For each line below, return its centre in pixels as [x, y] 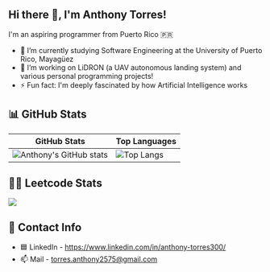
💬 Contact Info [45, 227]
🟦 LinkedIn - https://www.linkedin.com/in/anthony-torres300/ [123, 247]
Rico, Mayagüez [47, 59]
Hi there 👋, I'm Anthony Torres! [87, 15]
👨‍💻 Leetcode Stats [55, 183]
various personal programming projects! [87, 76]
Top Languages [146, 141]
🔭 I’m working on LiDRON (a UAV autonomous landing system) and [131, 67]
